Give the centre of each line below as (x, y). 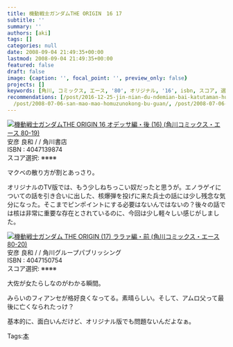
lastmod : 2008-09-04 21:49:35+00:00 (60, 59)
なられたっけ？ (52, 306)
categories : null (32, 46)
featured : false (31, 65)
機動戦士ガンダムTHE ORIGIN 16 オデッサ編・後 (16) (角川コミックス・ (114, 124)
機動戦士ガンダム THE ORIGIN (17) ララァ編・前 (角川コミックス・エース (117, 236)
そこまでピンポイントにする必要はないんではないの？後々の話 (131, 204)
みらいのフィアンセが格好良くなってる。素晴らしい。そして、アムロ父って (113, 298)
